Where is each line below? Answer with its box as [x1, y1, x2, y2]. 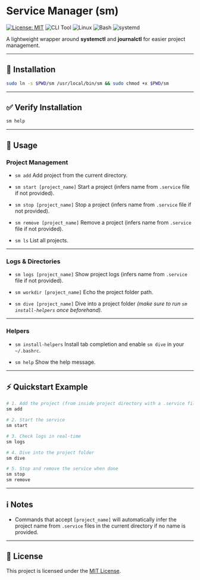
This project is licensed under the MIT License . [6, 567, 121, 574]
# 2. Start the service [6, 417, 65, 423]
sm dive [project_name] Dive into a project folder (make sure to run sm [14, 300, 187, 307]
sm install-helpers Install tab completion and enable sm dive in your [14, 341, 185, 348]
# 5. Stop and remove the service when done [6, 466, 118, 472]
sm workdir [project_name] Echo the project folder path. [14, 289, 154, 296]
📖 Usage [6, 140, 37, 150]
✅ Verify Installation [6, 102, 82, 113]
